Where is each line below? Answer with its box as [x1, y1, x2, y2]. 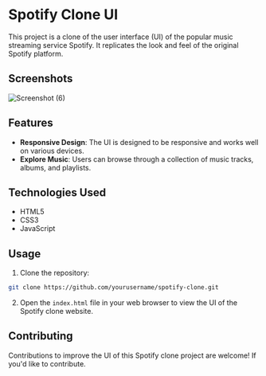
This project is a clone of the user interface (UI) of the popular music [8, 32, 233, 41]
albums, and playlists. [19, 163, 92, 172]
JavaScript [19, 224, 56, 233]
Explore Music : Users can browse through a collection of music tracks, [19, 154, 254, 164]
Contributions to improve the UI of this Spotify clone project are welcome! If [8, 351, 256, 360]
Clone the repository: [19, 268, 90, 278]
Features [8, 116, 53, 130]
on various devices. [19, 146, 85, 155]
